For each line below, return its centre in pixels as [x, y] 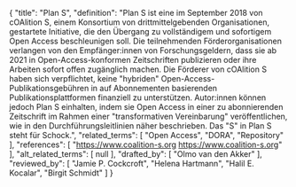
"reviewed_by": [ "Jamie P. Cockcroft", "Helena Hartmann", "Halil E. [132, 164]
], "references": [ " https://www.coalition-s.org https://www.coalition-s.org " [146, 144]
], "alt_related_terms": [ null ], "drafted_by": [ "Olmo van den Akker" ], [136, 154]
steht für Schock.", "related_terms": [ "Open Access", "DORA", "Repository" [147, 135]
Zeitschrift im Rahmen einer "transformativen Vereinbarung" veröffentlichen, [148, 116]
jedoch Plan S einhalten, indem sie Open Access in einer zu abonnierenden [146, 107]
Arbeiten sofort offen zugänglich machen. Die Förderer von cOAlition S [138, 69]
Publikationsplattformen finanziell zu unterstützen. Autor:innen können [138, 97]
